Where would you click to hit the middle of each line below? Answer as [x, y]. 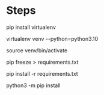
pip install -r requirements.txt [42, 73]
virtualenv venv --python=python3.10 [52, 38]
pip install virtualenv [31, 27]
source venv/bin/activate [37, 50]
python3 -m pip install [33, 85]
